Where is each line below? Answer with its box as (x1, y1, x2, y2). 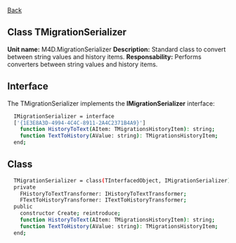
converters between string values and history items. (7, 60, 158, 68)
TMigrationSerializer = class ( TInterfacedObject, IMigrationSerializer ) (13, 177, 231, 184)
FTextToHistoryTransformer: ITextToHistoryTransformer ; (20, 197, 188, 204)
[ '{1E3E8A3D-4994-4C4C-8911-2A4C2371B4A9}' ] (13, 119, 146, 126)
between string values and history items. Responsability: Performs (7, 52, 202, 61)
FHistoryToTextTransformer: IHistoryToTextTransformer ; (20, 190, 188, 197)
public (13, 204, 33, 211)
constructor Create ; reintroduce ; (20, 210, 121, 217)
